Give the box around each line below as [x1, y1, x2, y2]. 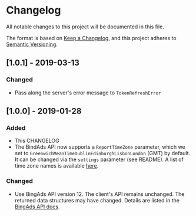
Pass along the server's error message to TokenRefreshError [14, 89, 161, 96]
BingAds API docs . [14, 203, 60, 210]
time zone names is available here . [14, 162, 99, 169]
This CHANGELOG [14, 137, 60, 145]
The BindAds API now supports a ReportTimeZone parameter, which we [14, 143, 185, 150]
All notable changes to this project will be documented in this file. [6, 23, 165, 30]
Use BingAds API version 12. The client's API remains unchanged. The [14, 190, 185, 198]
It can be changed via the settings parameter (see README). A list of [14, 156, 184, 163]
